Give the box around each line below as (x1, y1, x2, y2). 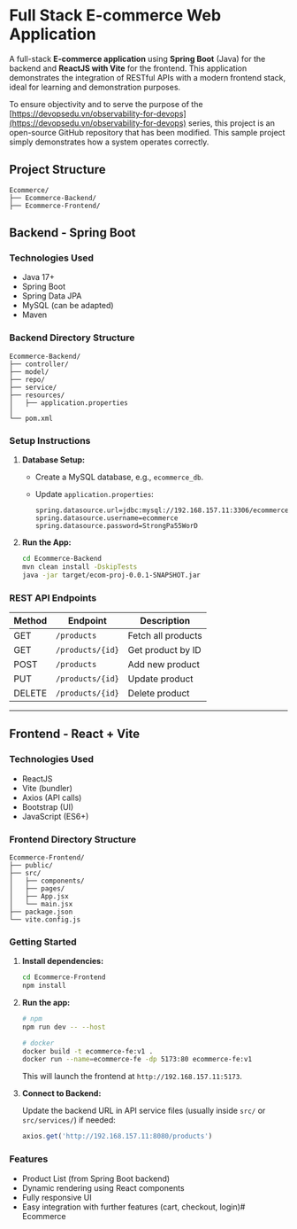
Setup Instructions (9, 434, 91, 447)
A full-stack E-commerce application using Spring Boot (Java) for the (9, 53, 266, 64)
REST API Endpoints (9, 591, 97, 603)
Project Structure (9, 162, 106, 177)
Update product (127, 673, 194, 685)
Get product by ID (127, 643, 202, 656)
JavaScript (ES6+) (21, 811, 89, 821)
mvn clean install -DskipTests (21, 562, 138, 572)
